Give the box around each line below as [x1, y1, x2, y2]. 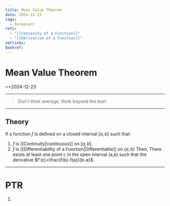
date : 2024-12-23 [5, 12, 42, 17]
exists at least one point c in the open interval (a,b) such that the [12, 151, 147, 157]
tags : [5, 17, 17, 22]
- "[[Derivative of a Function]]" [10, 36, 82, 41]
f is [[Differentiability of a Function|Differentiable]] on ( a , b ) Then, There [12, 146, 162, 152]
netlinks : [5, 40, 26, 46]
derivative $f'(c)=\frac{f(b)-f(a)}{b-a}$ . [12, 157, 95, 163]
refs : [5, 26, 17, 31]
